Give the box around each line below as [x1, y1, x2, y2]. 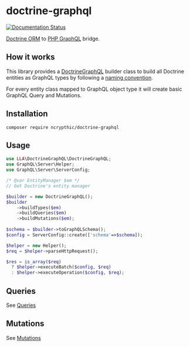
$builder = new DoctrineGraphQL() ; [6, 193, 93, 200]
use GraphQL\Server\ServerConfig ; [6, 167, 91, 173]
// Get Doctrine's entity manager [6, 183, 91, 189]
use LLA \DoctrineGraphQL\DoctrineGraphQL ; [6, 156, 111, 162]
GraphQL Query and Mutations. [6, 91, 82, 98]
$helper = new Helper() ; [6, 243, 67, 249]
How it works [6, 52, 55, 62]
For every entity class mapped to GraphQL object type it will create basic [6, 85, 182, 92]
